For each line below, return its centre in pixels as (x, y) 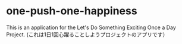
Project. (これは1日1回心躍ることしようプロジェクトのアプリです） (87, 34)
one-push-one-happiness (72, 11)
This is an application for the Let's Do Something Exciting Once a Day (91, 27)
